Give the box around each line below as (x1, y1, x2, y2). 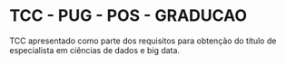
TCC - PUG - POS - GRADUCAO (9, 5, 248, 26)
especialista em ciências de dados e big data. (9, 44, 180, 55)
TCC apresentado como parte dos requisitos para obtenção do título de (9, 35, 277, 46)
